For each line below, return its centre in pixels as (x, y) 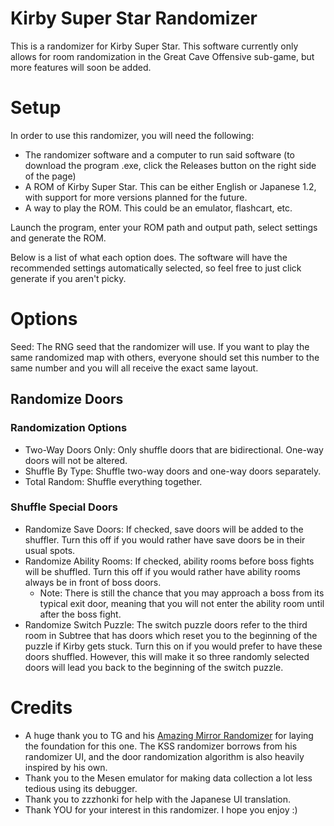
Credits (41, 707)
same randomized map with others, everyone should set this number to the (165, 357)
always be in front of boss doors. (93, 582)
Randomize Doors (67, 399)
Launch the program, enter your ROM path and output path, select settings (164, 227)
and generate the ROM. (58, 238)
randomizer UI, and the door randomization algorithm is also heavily (164, 756)
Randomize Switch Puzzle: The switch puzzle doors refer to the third (166, 624)
